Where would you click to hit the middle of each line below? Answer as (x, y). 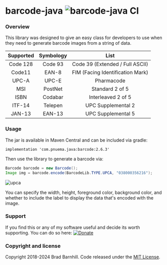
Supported (21, 56)
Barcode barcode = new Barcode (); (42, 168)
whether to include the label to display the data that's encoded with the (79, 197)
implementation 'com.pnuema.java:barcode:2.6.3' (57, 149)
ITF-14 (21, 106)
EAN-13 (53, 114)
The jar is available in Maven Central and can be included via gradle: (76, 140)
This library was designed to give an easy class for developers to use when (84, 38)
